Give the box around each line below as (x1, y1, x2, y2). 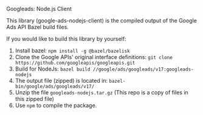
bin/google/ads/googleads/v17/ (15, 83, 95, 89)
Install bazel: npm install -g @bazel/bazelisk (15, 47, 130, 54)
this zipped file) (15, 96, 55, 102)
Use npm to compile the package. (15, 102, 97, 109)
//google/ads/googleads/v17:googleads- (92, 66, 194, 72)
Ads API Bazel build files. (6, 24, 69, 30)
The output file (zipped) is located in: (15, 77, 108, 84)
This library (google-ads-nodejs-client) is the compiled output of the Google (6, 17, 198, 24)
